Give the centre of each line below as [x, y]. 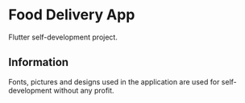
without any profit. [84, 90]
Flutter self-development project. [63, 37]
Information [39, 62]
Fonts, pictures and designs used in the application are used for [114, 81]
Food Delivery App [72, 15]
